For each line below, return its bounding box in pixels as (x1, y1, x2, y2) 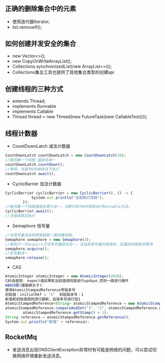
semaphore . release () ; (5, 256, 50, 260)
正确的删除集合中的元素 (5, 4, 76, 13)
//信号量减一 (5, 251, 28, 256)
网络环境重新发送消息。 (16, 353, 64, 359)
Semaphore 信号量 (12, 223, 50, 229)
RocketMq (5, 333, 37, 341)
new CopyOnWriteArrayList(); (12, 58, 72, 64)
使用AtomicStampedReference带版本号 (5, 287, 76, 292)
